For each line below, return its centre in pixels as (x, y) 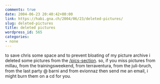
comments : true (20, 10)
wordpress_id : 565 (24, 32)
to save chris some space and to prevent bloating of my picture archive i (78, 55)
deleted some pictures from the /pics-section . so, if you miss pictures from (80, 60)
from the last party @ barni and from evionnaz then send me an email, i (77, 71)
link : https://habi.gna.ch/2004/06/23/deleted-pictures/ (64, 19)
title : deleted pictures (30, 28)
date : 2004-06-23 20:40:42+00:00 (39, 14)
